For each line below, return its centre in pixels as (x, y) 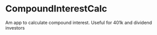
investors (15, 27)
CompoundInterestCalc (56, 9)
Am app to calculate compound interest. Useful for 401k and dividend (79, 22)
